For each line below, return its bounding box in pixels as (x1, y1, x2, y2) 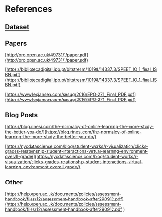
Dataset (5, 23, 30, 31)
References (5, 3, 52, 15)
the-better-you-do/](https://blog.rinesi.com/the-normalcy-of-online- (5, 129, 142, 134)
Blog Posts (5, 111, 38, 119)
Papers (5, 39, 27, 47)
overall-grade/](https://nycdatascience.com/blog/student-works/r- (5, 154, 139, 160)
